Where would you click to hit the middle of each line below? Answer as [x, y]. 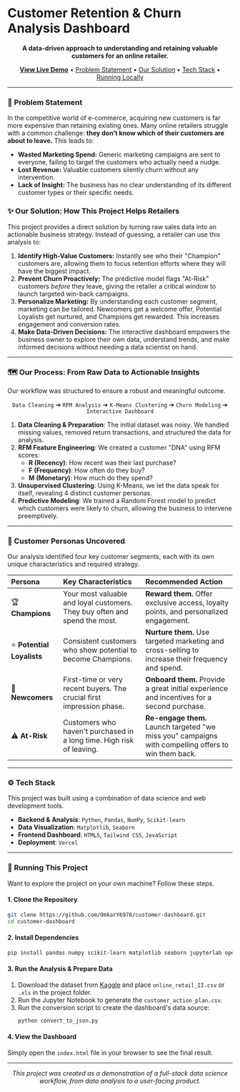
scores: [29, 455]
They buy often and [96, 612]
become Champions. [98, 659]
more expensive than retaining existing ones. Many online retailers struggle [118, 126]
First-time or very [93, 680]
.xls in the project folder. [55, 992]
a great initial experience [187, 689]
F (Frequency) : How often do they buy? [86, 470]
